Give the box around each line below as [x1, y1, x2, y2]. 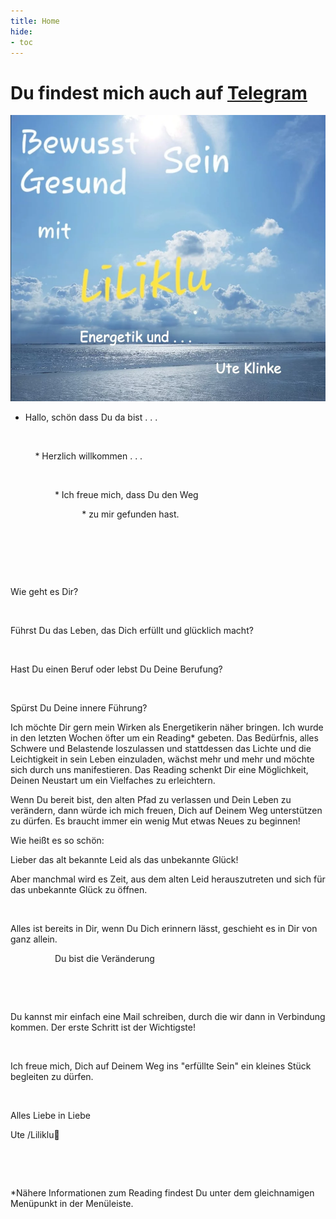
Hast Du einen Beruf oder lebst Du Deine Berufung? [10, 663, 223, 675]
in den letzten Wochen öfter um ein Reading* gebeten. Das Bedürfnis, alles [10, 732, 319, 744]
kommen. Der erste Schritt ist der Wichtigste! [10, 1021, 196, 1034]
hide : [10, 26, 33, 37]
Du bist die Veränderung [54, 953, 155, 965]
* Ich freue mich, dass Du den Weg [54, 489, 199, 501]
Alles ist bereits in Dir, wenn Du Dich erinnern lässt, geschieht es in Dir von [10, 923, 318, 935]
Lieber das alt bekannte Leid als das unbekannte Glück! [10, 854, 239, 866]
